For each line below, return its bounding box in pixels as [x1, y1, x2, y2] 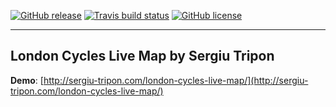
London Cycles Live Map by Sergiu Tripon [10, 48, 275, 65]
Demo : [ [10, 74, 44, 86]
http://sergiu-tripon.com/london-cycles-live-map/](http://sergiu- [43, 74, 309, 86]
